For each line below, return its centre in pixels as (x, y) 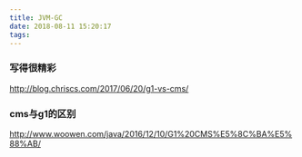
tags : (20, 34)
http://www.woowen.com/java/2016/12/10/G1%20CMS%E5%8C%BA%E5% (151, 133)
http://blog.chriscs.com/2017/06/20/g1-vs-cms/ (99, 88)
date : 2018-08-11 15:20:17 (60, 26)
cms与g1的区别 (43, 113)
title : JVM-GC (36, 18)
